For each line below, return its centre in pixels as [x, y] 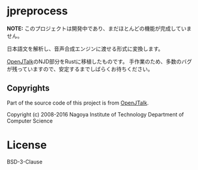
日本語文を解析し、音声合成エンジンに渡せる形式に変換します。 [85, 49]
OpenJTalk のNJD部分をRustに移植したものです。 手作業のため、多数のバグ [100, 61]
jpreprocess [37, 11]
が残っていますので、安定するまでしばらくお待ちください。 [80, 69]
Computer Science [30, 121]
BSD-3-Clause [25, 162]
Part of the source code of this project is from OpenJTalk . [78, 103]
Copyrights [28, 88]
